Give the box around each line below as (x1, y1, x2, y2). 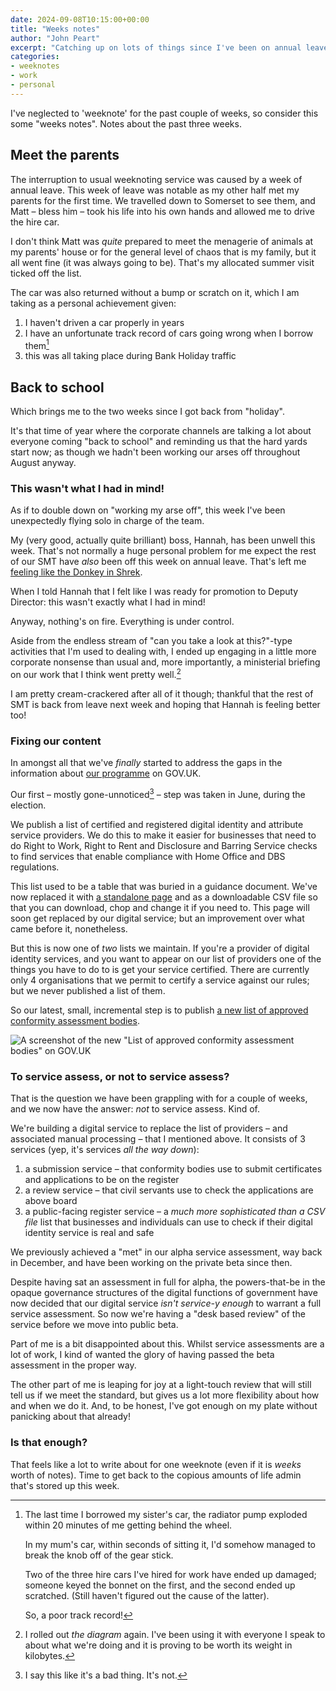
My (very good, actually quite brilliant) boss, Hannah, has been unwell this (10, 534, 316, 546)
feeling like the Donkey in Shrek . (10, 566, 143, 578)
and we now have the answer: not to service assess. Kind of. (10, 1103, 261, 1115)
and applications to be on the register (24, 1174, 180, 1186)
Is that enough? (10, 1436, 88, 1450)
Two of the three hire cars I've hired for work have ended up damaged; (24, 1568, 317, 1580)
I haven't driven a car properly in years (24, 316, 185, 328)
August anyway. (10, 457, 77, 469)
